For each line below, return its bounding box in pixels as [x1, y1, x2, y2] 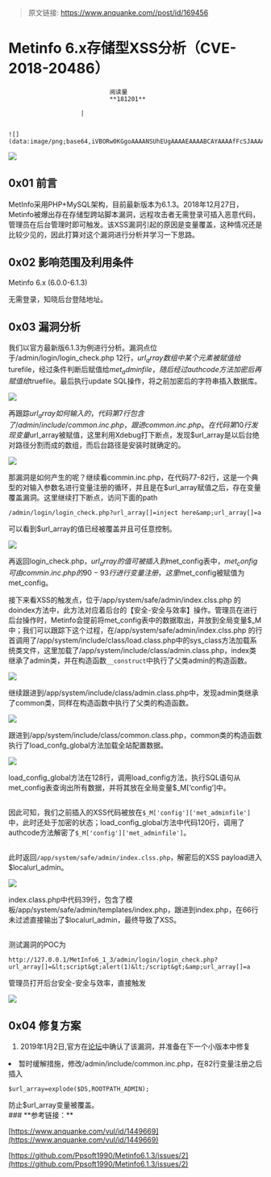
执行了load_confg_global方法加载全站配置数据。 [8, 740, 168, 750]
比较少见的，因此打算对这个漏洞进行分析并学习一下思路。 [8, 229, 199, 239]
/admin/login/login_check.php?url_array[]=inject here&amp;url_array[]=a [8, 509, 262, 517]
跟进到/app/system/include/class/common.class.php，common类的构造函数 [8, 730, 262, 739]
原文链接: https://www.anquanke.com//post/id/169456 [27, 8, 209, 17]
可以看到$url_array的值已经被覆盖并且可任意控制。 [8, 524, 177, 534]
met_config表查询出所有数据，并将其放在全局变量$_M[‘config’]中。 [8, 782, 231, 792]
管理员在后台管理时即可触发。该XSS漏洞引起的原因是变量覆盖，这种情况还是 [8, 220, 263, 229]
